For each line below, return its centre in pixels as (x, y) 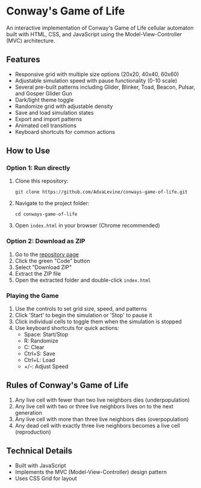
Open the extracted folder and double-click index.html (83, 280)
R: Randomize (41, 341)
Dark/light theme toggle (44, 100)
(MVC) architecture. (31, 40)
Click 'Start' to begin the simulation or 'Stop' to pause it (83, 315)
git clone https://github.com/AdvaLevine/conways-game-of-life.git (101, 192)
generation (28, 413)
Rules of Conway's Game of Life (67, 385)
